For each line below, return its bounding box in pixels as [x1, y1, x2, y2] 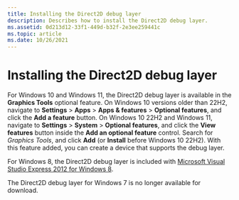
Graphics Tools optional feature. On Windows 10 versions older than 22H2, [7, 99, 228, 107]
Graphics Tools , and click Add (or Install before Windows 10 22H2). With [7, 136, 221, 145]
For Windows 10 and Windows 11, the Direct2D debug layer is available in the [7, 91, 232, 99]
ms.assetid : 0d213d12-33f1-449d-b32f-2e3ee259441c [7, 23, 161, 30]
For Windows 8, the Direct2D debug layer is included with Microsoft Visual [7, 157, 225, 166]
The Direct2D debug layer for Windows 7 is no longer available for [7, 179, 201, 187]
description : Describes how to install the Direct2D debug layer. [7, 17, 208, 24]
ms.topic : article [7, 30, 62, 38]
